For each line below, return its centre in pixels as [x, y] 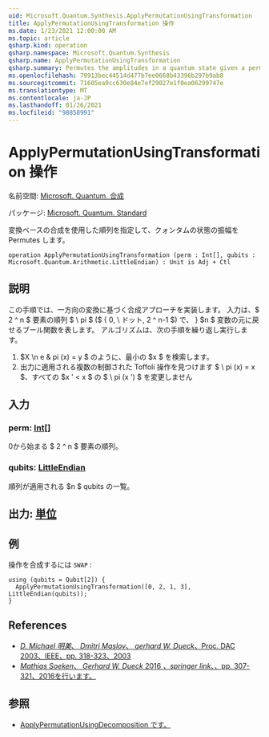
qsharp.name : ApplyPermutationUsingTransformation [94, 61]
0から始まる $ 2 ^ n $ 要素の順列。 [65, 446]
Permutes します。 [39, 240]
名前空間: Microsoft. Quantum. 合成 [66, 195]
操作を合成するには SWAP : [50, 564]
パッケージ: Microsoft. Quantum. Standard [78, 213]
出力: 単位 [32, 514]
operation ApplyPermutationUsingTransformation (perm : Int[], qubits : [132, 255]
